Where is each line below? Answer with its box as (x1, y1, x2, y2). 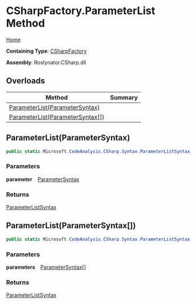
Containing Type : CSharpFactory (6, 47, 87, 54)
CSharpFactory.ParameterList (6, 4, 156, 18)
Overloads (6, 76, 45, 86)
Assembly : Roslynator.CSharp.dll (6, 59, 86, 66)
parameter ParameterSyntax (6, 175, 80, 183)
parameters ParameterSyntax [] (6, 263, 86, 271)
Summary (110, 93, 138, 101)
